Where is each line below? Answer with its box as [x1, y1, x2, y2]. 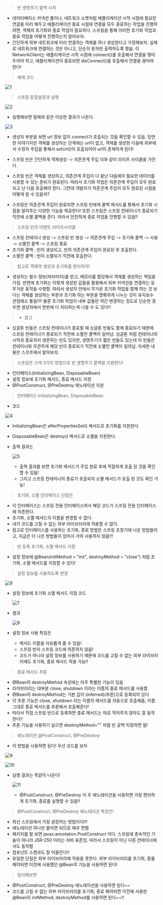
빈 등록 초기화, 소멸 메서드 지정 [17, 544, 75, 549]
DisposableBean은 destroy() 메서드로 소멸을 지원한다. [12, 433, 116, 439]
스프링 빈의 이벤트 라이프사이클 [17, 224, 76, 230]
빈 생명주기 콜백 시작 [17, 5, 56, 10]
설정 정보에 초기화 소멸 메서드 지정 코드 [12, 590, 87, 596]
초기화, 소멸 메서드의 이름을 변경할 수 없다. [12, 515, 93, 521]
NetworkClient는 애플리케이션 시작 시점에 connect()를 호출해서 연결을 [12, 52, 146, 58]
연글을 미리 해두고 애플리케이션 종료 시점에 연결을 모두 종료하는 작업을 [12, 21, 145, 27]
